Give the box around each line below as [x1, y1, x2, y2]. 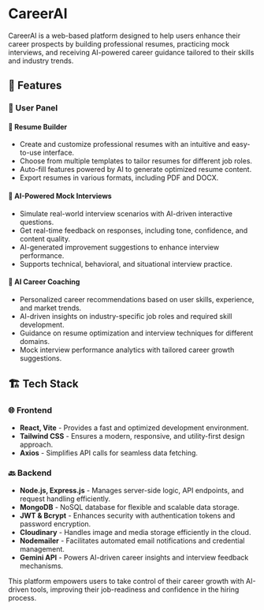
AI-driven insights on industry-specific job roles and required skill [19, 311, 232, 320]
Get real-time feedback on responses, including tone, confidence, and [19, 226, 248, 235]
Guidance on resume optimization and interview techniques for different [19, 328, 254, 338]
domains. [19, 336, 50, 346]
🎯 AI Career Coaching [8, 277, 80, 286]
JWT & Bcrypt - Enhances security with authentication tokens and [19, 511, 236, 520]
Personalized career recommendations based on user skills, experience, [19, 294, 255, 304]
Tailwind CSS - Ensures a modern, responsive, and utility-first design [19, 431, 245, 440]
